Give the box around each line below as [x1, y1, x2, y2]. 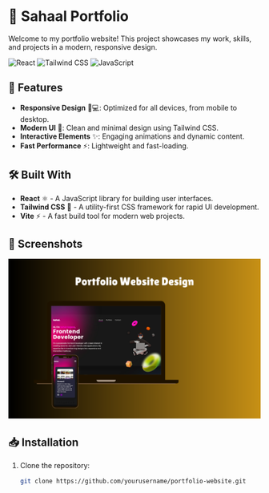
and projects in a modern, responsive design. [8, 42, 158, 51]
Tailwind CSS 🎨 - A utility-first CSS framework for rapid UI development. [19, 202, 259, 212]
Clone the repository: [19, 461, 90, 471]
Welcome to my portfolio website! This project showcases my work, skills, [8, 34, 252, 43]
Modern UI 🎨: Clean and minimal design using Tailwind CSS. [19, 123, 219, 132]
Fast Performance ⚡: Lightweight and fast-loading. [19, 140, 189, 151]
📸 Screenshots [8, 236, 83, 251]
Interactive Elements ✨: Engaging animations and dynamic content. [19, 131, 245, 141]
